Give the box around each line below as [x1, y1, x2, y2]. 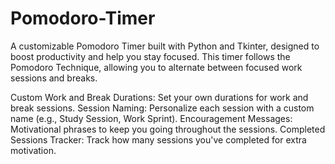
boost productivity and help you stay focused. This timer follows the [10, 50, 291, 62]
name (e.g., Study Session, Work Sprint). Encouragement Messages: [10, 112, 293, 124]
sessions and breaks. [10, 72, 98, 84]
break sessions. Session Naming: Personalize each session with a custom [10, 102, 315, 114]
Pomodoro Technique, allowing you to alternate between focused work [10, 61, 303, 73]
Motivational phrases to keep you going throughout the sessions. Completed [10, 123, 326, 135]
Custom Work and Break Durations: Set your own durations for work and [10, 91, 309, 103]
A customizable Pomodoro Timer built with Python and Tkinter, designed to [10, 40, 320, 52]
